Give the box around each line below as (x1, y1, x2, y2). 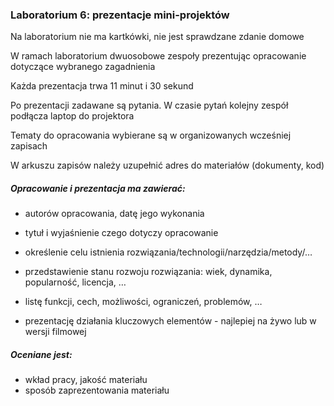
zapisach (10, 140, 48, 152)
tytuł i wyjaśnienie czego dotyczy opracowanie (24, 227, 219, 239)
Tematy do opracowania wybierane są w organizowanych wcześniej (10, 129, 292, 142)
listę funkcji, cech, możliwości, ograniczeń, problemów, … (24, 296, 263, 308)
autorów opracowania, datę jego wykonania (24, 208, 205, 220)
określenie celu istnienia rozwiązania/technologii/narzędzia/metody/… (24, 246, 313, 258)
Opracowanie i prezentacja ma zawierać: (10, 182, 186, 194)
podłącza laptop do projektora (10, 110, 135, 122)
